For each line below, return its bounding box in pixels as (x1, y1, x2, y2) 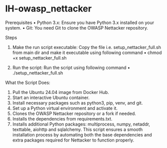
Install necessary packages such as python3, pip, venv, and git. (12, 99, 143, 105)
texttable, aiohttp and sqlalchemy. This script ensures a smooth (12, 126, 143, 132)
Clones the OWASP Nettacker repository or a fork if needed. (12, 110, 136, 116)
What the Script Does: (5, 79, 51, 85)
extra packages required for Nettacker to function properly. (12, 137, 135, 143)
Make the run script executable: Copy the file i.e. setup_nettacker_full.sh (12, 44, 161, 50)
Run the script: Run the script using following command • (12, 64, 131, 70)
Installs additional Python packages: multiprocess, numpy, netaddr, (12, 121, 151, 127)
